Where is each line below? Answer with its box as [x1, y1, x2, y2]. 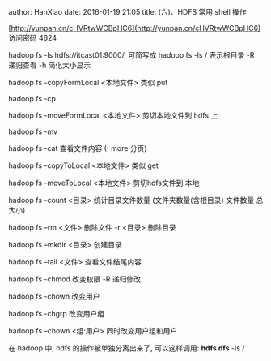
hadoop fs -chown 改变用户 [8, 291, 100, 301]
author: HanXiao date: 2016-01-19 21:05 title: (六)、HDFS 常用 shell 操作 [8, 7, 247, 16]
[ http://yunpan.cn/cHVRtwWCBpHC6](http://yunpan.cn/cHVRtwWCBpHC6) [8, 24, 261, 32]
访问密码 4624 [8, 33, 57, 42]
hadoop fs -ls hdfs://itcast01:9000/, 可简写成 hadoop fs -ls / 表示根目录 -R [8, 50, 255, 59]
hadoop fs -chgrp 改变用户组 [8, 309, 105, 318]
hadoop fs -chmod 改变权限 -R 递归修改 [8, 274, 142, 284]
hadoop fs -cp [8, 94, 57, 103]
